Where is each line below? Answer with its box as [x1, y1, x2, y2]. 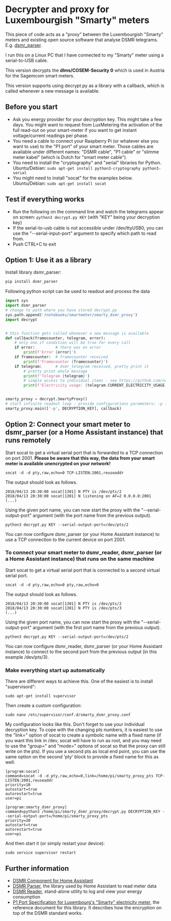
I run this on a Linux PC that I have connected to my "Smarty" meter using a [5, 52, 164, 58]
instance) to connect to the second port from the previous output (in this [5, 648, 157, 655]
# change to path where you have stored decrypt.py [5, 308, 117, 313]
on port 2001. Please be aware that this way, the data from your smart [5, 455, 155, 461]
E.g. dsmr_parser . [5, 42, 42, 48]
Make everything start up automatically [5, 666, 105, 673]
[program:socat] [5, 769, 40, 774]
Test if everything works [5, 195, 85, 204]
